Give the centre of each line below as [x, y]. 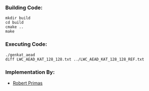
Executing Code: [26, 44]
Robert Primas [27, 83]
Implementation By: [30, 72]
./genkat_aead [20, 55]
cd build [14, 23]
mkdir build [18, 18]
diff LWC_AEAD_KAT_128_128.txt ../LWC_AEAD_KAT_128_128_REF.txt [75, 59]
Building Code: [24, 8]
